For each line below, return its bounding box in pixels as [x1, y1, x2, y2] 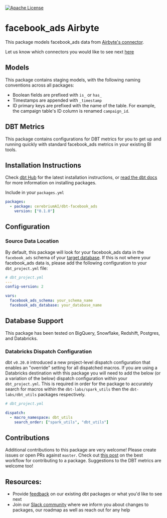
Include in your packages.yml [5, 189, 64, 196]
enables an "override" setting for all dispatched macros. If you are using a [5, 365, 158, 371]
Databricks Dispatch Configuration [5, 348, 92, 355]
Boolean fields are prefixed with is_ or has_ [12, 92, 102, 98]
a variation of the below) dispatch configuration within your [5, 376, 128, 382]
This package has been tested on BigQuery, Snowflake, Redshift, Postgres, [5, 330, 160, 336]
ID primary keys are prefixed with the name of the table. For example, [12, 102, 156, 108]
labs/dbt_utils [5, 393, 37, 398]
